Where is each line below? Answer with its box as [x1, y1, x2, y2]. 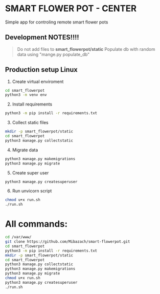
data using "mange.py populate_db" [17, 51, 90, 57]
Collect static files [12, 120, 49, 126]
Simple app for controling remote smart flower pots [5, 19, 109, 25]
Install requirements [12, 101, 52, 107]
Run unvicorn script [12, 188, 52, 194]
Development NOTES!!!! [5, 33, 79, 42]
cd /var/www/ [5, 235, 32, 240]
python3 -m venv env [5, 92, 47, 98]
